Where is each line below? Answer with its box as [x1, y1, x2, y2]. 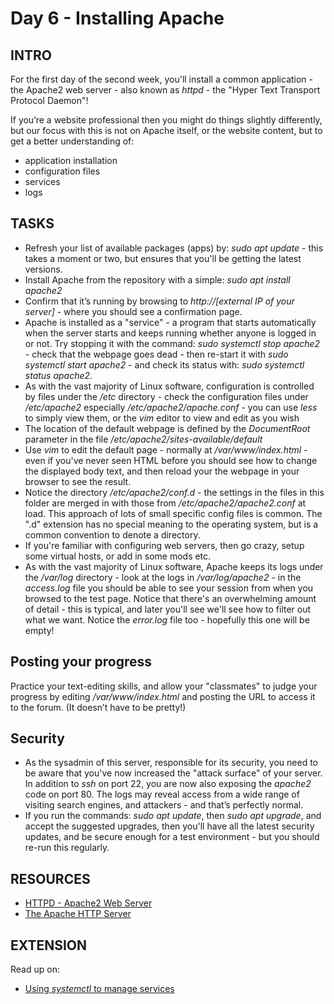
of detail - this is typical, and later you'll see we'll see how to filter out [24, 603, 312, 615]
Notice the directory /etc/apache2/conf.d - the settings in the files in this [24, 486, 325, 498]
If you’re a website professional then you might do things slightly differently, [10, 114, 323, 126]
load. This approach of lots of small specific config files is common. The [24, 507, 323, 519]
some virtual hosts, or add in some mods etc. [24, 550, 212, 562]
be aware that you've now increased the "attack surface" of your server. [24, 767, 323, 779]
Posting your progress [10, 653, 153, 671]
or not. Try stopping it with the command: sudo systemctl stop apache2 [24, 337, 321, 349]
